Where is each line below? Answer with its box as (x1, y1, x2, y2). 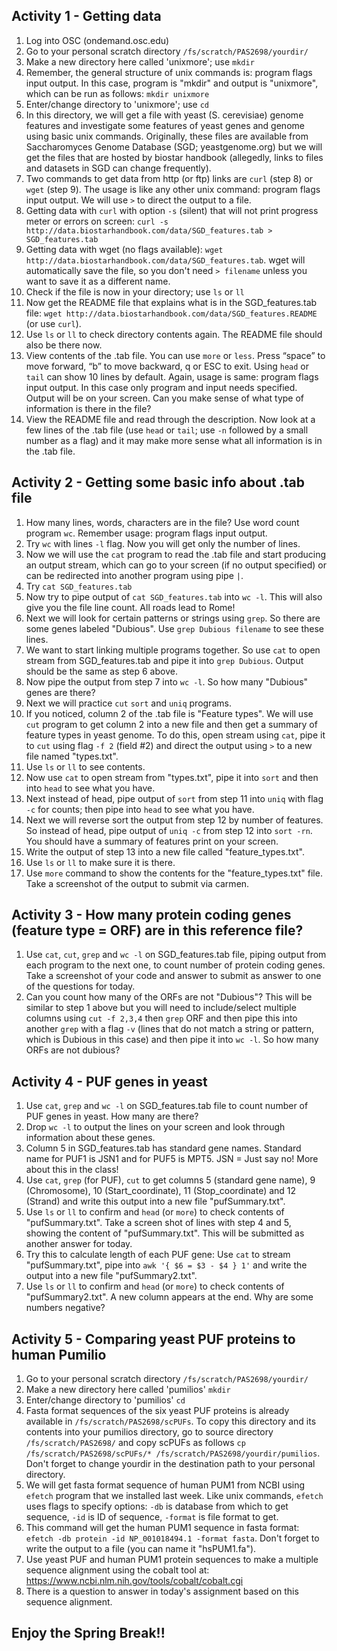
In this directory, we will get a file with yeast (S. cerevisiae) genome (25, 109, 304, 121)
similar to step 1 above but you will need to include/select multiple (25, 1002, 297, 1014)
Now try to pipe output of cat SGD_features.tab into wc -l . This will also (25, 590, 323, 603)
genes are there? (25, 686, 96, 698)
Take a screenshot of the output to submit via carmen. (25, 877, 250, 889)
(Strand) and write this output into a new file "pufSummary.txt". (25, 1195, 286, 1208)
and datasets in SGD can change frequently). (25, 162, 212, 174)
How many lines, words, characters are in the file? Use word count (25, 516, 300, 528)
